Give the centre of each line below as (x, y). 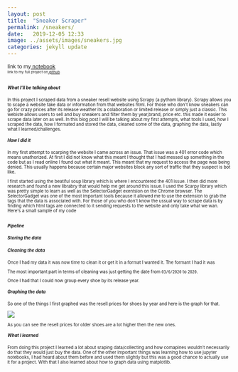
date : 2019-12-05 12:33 (45, 34)
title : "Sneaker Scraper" (47, 21)
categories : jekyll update (47, 47)
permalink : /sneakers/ (41, 27)
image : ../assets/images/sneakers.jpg (65, 41)
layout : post (27, 14)
